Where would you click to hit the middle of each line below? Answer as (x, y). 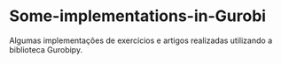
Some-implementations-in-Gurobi (138, 16)
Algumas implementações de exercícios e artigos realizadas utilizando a (141, 40)
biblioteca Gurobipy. (46, 49)
